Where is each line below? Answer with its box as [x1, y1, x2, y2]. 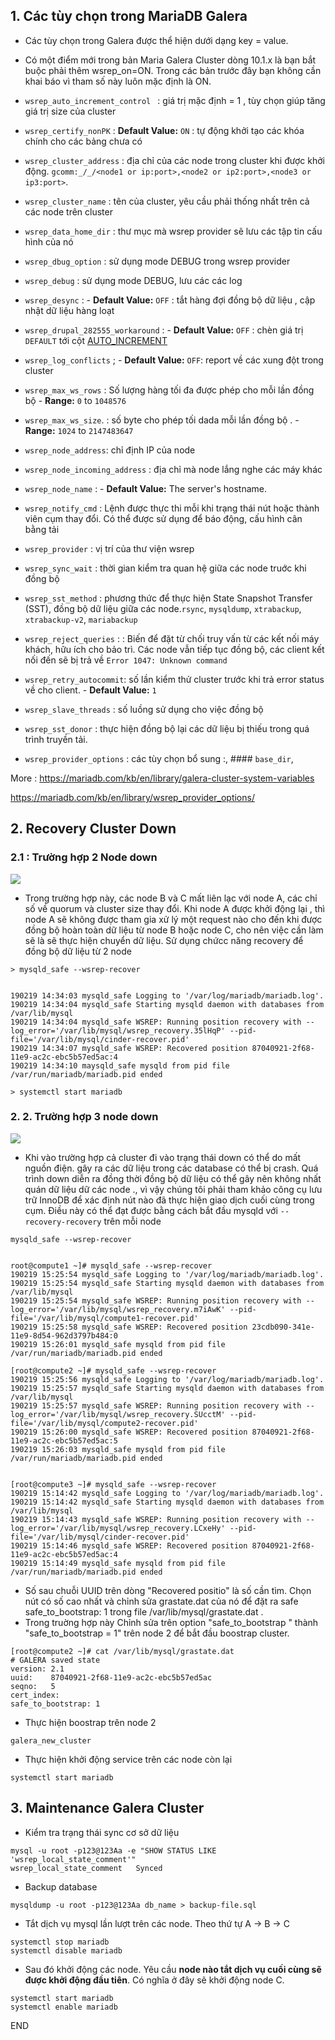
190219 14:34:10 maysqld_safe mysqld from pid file [10, 1060, 230, 1071]
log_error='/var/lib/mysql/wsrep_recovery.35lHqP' [10, 1025, 226, 1036]
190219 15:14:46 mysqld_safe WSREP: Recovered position [10, 1540, 248, 1551]
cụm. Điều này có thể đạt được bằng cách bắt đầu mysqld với [24, 1204, 278, 1216]
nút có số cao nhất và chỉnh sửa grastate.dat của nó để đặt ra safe [24, 1595, 299, 1607]
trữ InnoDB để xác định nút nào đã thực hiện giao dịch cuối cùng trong [24, 1194, 315, 1206]
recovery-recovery [24, 1217, 102, 1227]
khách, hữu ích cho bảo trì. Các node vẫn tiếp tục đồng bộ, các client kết [24, 643, 325, 655]
